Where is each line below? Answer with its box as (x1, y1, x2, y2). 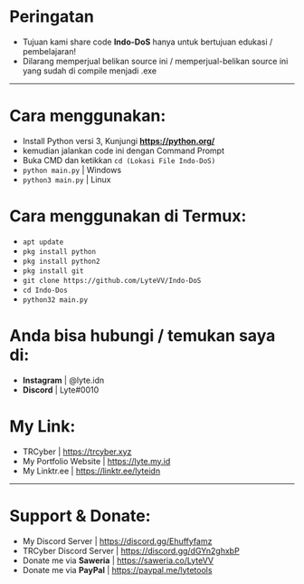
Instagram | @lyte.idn (22, 375, 105, 385)
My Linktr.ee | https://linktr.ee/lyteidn (22, 465, 161, 476)
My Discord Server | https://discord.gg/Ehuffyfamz (22, 535, 213, 546)
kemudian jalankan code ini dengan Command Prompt (22, 145, 224, 156)
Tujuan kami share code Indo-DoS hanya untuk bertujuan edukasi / (22, 36, 273, 47)
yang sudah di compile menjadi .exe (22, 65, 157, 76)
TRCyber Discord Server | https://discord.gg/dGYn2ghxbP (22, 545, 240, 556)
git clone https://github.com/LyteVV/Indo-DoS (22, 276, 202, 285)
